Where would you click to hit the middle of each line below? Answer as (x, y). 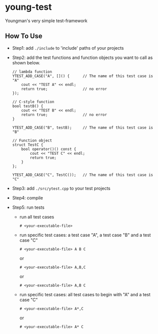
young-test (28, 7)
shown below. (26, 62)
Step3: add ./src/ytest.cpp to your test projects (61, 188)
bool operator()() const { (49, 149)
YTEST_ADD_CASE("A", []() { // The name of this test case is (82, 76)
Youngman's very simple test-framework (46, 21)
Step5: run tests (28, 207)
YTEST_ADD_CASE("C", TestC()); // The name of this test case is (82, 175)
